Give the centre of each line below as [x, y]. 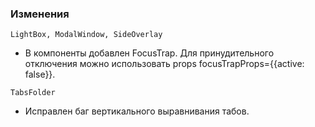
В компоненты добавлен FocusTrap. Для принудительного [149, 53]
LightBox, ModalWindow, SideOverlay [86, 35]
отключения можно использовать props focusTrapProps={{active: [164, 64]
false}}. [40, 74]
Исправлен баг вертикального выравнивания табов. [137, 111]
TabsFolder [33, 93]
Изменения [40, 14]
